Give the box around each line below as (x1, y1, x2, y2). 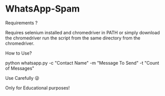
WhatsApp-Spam (5, 3, 80, 15)
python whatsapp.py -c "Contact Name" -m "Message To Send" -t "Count (5, 60, 159, 66)
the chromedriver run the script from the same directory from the (5, 35, 140, 41)
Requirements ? (5, 20, 38, 26)
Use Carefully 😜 (5, 75, 39, 81)
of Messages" (5, 65, 34, 71)
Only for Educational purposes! (5, 84, 70, 91)
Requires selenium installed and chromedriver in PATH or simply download (5, 29, 160, 35)
